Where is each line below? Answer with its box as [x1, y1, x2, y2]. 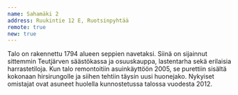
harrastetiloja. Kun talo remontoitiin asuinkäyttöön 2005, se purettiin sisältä [7, 65, 227, 73]
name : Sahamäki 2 [7, 10, 59, 18]
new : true [7, 30, 37, 38]
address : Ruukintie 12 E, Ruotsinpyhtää [7, 17, 130, 24]
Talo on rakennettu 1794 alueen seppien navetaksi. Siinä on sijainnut [7, 50, 208, 58]
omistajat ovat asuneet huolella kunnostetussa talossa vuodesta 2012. [7, 79, 212, 89]
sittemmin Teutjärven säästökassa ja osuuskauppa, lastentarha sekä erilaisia [7, 57, 232, 66]
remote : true [7, 23, 46, 30]
